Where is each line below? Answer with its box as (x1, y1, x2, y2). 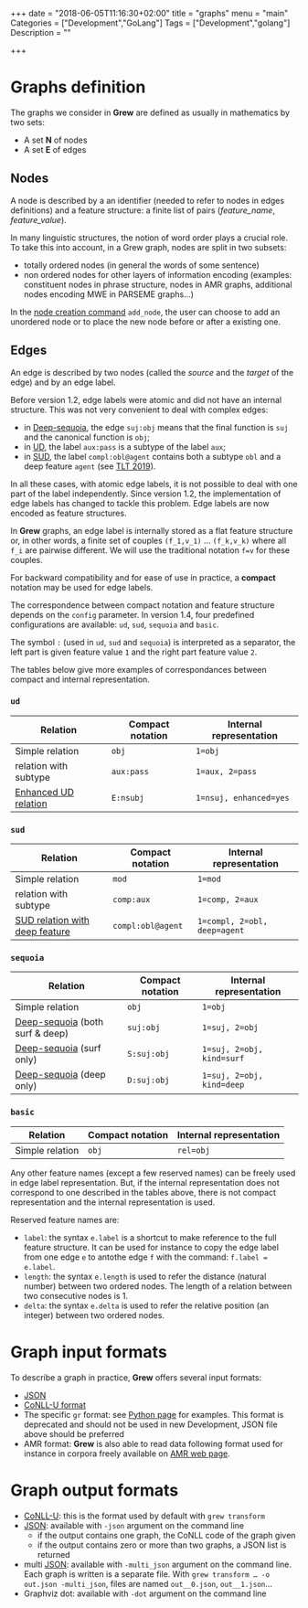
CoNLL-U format (23, 1399, 86, 1411)
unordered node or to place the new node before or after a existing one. (10, 315, 281, 327)
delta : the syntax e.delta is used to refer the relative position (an (23, 1300, 270, 1311)
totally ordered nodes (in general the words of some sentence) (23, 260, 260, 271)
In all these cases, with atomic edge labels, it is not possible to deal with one (10, 478, 298, 489)
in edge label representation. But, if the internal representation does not (10, 1177, 280, 1187)
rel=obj (176, 1145, 211, 1155)
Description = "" (10, 27, 71, 37)
